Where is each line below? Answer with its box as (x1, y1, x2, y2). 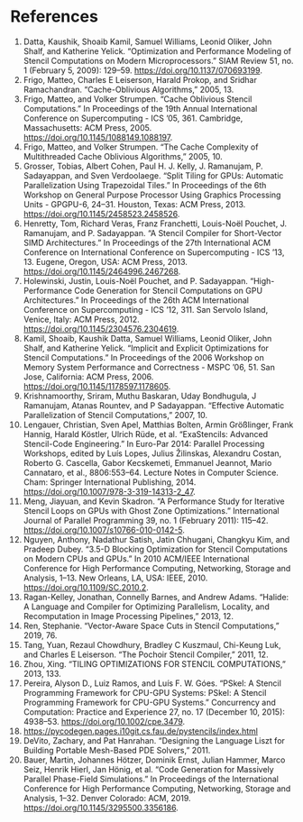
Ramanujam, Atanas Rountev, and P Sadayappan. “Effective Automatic (23, 399, 285, 411)
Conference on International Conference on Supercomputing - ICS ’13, (23, 246, 285, 258)
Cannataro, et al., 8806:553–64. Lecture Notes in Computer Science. (23, 467, 279, 478)
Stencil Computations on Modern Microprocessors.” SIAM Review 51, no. (23, 55, 294, 66)
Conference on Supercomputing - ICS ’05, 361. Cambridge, (23, 113, 243, 123)
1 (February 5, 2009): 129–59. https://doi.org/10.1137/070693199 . (23, 65, 262, 76)
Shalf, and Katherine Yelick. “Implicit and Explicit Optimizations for (23, 342, 270, 353)
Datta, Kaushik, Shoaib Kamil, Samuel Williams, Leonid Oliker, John (23, 36, 272, 47)
